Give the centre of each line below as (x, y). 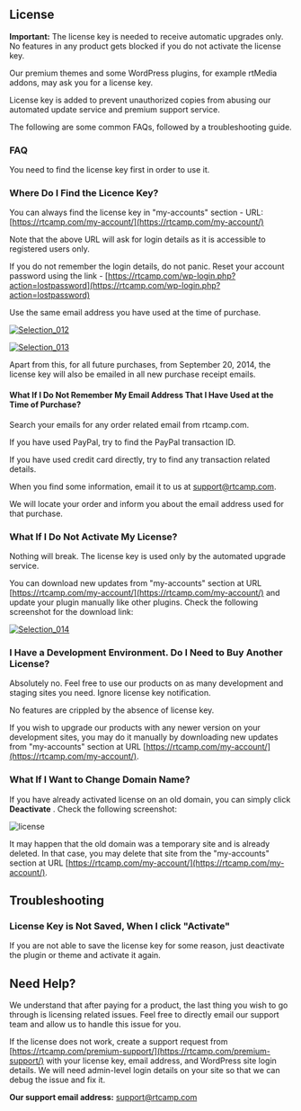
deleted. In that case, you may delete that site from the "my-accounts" (139, 853)
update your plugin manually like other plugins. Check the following (134, 602)
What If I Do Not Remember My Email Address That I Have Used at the (142, 395)
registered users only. (49, 249)
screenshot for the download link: (71, 611)
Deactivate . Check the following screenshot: (93, 809)
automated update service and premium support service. (115, 109)
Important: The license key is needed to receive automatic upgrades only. (146, 36)
